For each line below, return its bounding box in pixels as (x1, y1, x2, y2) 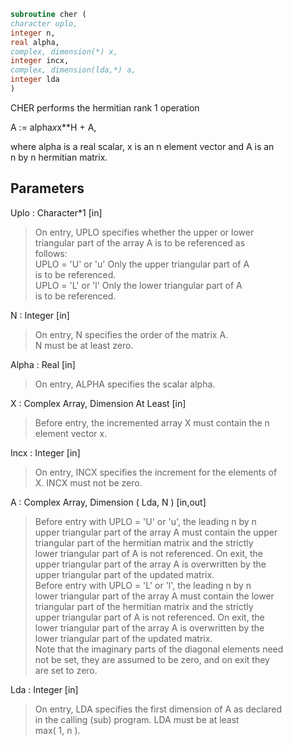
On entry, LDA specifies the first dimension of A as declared (34, 703, 282, 715)
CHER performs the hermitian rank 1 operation (10, 101, 200, 114)
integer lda (10, 75, 60, 85)
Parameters (10, 180, 85, 197)
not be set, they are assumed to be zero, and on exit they (34, 653, 270, 665)
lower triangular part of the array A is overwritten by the (34, 621, 265, 634)
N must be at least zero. (34, 339, 134, 351)
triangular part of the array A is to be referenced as (34, 236, 246, 249)
